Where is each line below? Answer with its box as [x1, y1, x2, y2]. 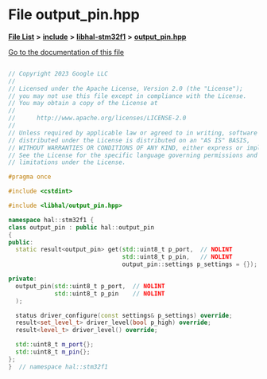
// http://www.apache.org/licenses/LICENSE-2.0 [8, 114, 187, 123]
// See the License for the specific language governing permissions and [8, 151, 258, 159]
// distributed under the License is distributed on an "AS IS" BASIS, [8, 136, 250, 144]
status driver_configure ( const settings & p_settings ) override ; [15, 311, 233, 319]
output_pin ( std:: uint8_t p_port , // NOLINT [15, 282, 165, 290]
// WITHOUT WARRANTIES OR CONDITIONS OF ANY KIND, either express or [8, 143, 244, 152]
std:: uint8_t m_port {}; [15, 341, 94, 349]
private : [8, 275, 37, 283]
